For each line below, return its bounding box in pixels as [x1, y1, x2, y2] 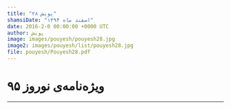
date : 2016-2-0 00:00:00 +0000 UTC [7, 23, 109, 30]
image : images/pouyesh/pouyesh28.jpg [7, 36, 115, 43]
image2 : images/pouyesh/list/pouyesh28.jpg [7, 42, 134, 49]
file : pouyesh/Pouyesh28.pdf [7, 49, 91, 56]
